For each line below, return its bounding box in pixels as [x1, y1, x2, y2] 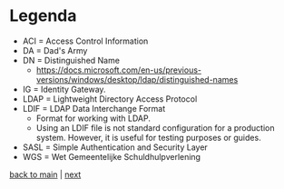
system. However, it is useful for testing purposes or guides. [35, 132, 261, 143]
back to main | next [9, 169, 82, 180]
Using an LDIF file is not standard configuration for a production [35, 122, 275, 133]
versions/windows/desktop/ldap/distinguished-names [35, 74, 239, 85]
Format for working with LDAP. [35, 113, 152, 124]
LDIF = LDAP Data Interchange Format [22, 103, 166, 114]
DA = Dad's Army [22, 45, 88, 55]
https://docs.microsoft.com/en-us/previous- [35, 65, 202, 75]
